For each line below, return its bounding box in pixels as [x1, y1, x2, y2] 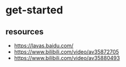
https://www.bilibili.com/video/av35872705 [14, 48, 119, 55]
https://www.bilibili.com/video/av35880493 [14, 55, 120, 61]
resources [5, 27, 44, 37]
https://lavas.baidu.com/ [14, 42, 74, 49]
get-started [5, 3, 63, 17]
